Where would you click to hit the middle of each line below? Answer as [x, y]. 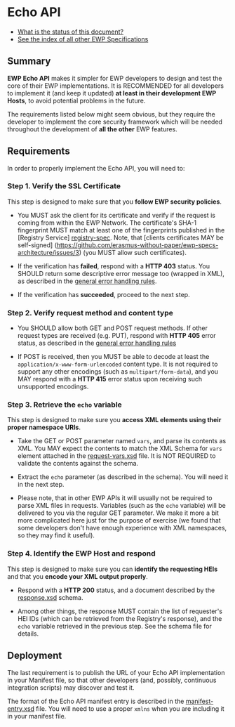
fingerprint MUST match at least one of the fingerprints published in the [121, 230]
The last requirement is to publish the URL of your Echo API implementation [116, 672]
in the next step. [41, 485]
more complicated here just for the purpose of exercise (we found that [119, 520]
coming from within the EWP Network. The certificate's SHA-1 [107, 223]
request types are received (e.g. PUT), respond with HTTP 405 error [116, 336]
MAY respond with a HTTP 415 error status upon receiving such [110, 379]
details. [28, 634]
